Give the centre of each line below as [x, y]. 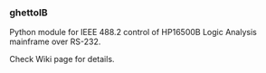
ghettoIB [28, 13]
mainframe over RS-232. [55, 41]
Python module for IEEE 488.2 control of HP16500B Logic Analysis [133, 32]
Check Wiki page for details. [62, 59]
